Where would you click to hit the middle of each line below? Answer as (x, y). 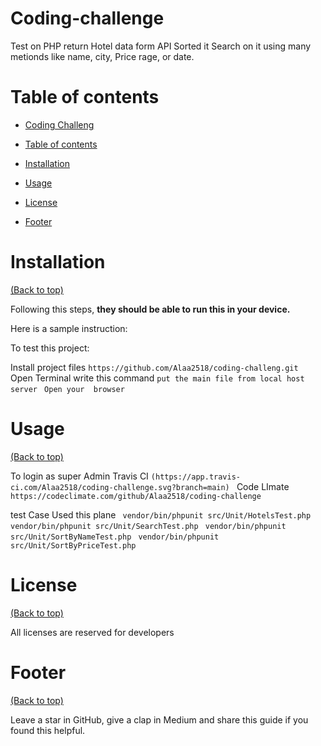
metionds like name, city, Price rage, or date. (102, 56)
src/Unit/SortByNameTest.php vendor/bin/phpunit (115, 537)
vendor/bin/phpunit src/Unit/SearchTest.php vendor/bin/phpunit (148, 526)
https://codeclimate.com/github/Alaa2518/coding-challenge (136, 496)
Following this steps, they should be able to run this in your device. (150, 309)
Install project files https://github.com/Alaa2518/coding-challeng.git (154, 367)
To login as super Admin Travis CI (79, 476)
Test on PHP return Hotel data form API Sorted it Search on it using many (161, 46)
